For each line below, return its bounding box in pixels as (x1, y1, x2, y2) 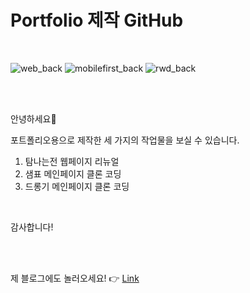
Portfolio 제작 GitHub (10, 9, 184, 32)
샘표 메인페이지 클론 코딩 (24, 167, 122, 180)
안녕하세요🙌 (10, 112, 57, 125)
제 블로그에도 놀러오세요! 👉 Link (10, 272, 140, 284)
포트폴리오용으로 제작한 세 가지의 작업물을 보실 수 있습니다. (10, 134, 240, 146)
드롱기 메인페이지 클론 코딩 (24, 180, 130, 192)
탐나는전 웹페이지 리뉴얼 (24, 155, 120, 167)
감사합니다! (10, 221, 54, 233)
